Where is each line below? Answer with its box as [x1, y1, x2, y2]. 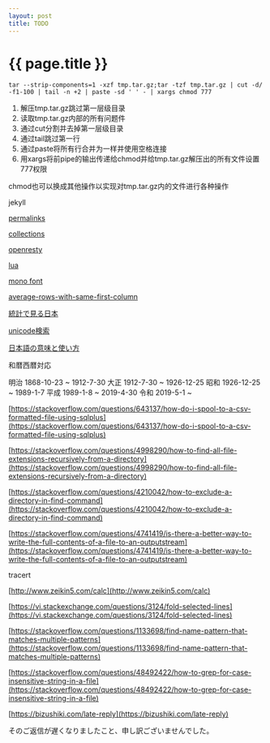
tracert [8, 570, 31, 580]
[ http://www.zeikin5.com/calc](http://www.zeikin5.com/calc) [8, 586, 211, 596]
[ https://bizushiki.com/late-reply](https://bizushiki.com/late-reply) [8, 709, 229, 719]
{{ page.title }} [8, 54, 109, 73]
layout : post [8, 11, 53, 20]
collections [8, 229, 45, 239]
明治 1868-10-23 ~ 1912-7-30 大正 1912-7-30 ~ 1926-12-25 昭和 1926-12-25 [8, 378, 261, 388]
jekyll [8, 198, 26, 208]
